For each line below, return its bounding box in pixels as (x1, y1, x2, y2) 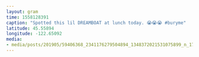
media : (6, 36, 23, 42)
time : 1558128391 (6, 14, 49, 20)
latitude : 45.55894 (6, 25, 54, 31)
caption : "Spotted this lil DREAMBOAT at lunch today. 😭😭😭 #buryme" (6, 20, 187, 26)
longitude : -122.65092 (6, 31, 62, 37)
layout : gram (6, 8, 38, 15)
